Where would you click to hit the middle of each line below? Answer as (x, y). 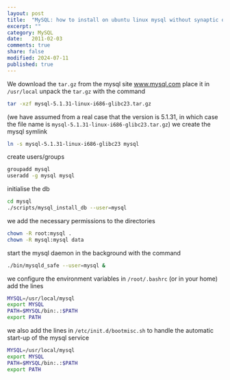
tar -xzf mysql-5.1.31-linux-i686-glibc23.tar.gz (79, 103)
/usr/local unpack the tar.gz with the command (76, 91)
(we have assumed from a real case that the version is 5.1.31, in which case (113, 116)
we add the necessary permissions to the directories (81, 220)
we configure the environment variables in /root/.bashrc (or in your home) (112, 279)
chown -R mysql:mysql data (46, 240)
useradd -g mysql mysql (41, 176)
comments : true (29, 45)
